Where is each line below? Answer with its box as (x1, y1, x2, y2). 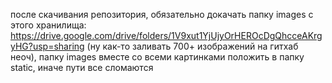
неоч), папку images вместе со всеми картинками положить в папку (10, 51, 305, 63)
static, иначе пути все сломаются (10, 62, 154, 73)
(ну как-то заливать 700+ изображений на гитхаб (86, 40, 299, 52)
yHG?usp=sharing (10, 40, 85, 52)
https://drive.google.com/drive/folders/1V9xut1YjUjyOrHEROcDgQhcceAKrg (10, 30, 323, 41)
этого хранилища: (10, 19, 87, 31)
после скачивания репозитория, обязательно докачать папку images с (10, 9, 314, 20)
